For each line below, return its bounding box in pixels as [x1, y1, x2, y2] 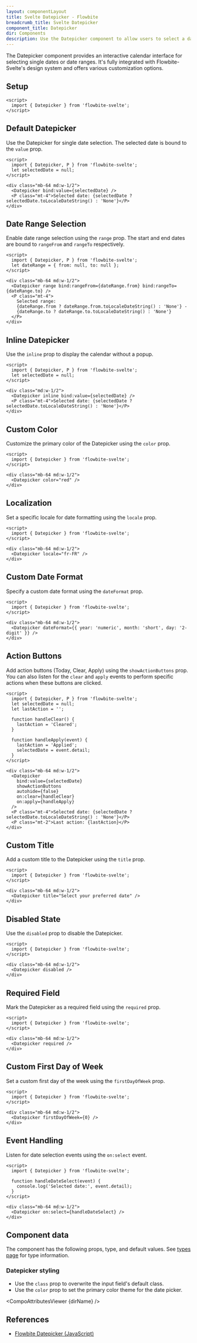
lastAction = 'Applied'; [16, 742, 77, 748]
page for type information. [6, 1252, 70, 1259]
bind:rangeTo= [142, 283, 177, 289]
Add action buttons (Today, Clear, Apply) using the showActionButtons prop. [6, 666, 189, 674]
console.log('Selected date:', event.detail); [16, 1183, 133, 1189]
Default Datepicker [6, 124, 76, 134]
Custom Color [6, 424, 58, 434]
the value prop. [6, 145, 43, 152]
